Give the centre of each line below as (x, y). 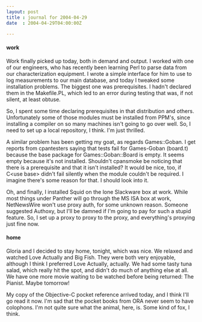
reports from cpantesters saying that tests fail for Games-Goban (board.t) (97, 148)
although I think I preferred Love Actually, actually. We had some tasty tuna (99, 264)
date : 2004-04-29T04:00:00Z (44, 23)
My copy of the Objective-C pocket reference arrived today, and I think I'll (98, 294)
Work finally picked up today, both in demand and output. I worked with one (100, 61)
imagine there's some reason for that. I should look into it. (78, 180)
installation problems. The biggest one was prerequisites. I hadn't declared (99, 86)
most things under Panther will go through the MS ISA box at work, (89, 198)
